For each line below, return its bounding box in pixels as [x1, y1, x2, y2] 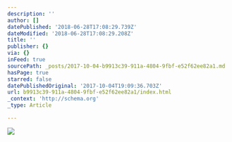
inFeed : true [7, 56, 46, 63]
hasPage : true [7, 69, 49, 76]
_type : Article [7, 102, 52, 109]
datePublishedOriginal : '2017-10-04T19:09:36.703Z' [7, 82, 162, 89]
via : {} [7, 50, 30, 57]
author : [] [7, 17, 39, 24]
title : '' [7, 37, 37, 44]
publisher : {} [7, 43, 49, 50]
